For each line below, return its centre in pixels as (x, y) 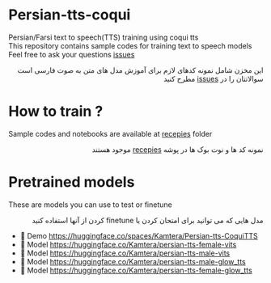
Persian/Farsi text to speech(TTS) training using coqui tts (104, 37)
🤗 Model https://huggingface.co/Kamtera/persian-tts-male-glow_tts (133, 261)
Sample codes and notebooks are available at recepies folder (110, 133)
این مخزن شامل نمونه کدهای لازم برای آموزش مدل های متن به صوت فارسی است (140, 70)
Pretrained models (72, 182)
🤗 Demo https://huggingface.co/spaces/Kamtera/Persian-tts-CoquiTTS (139, 235)
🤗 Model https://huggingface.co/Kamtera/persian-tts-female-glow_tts (136, 270)
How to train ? (56, 112)
